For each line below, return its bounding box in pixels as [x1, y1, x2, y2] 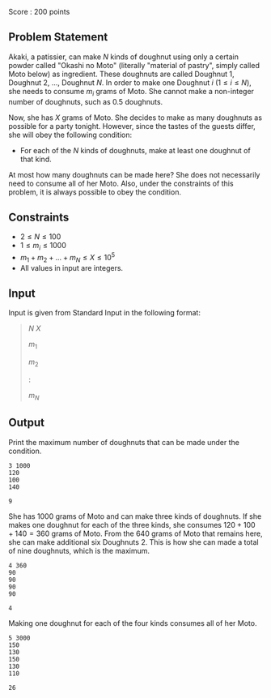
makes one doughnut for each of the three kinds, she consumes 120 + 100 [8, 520, 256, 529]
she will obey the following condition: [8, 130, 132, 139]
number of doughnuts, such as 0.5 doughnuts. [8, 96, 163, 106]
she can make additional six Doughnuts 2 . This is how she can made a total [8, 537, 259, 546]
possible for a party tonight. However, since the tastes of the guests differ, [8, 121, 256, 131]
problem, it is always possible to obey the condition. [8, 186, 182, 197]
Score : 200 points [8, 7, 70, 16]
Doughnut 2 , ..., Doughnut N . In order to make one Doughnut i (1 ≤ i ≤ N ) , [8, 77, 252, 88]
